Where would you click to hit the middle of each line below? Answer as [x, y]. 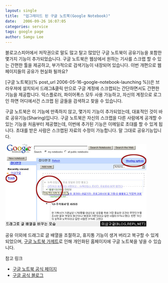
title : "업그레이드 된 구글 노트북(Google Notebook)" [58, 16]
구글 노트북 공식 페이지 [35, 269]
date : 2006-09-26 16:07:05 [36, 21]
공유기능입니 [149, 130]
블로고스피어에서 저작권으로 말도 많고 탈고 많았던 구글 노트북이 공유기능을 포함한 [83, 52]
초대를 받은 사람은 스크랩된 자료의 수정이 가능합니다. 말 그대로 [76, 130]
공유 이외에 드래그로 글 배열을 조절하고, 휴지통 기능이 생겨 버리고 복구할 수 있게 [82, 235]
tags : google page [24, 32]
